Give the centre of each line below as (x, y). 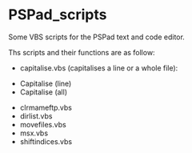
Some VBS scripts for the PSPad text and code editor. (97, 37)
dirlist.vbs (36, 116)
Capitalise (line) (46, 83)
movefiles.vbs (43, 124)
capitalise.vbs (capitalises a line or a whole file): (99, 68)
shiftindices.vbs (46, 141)
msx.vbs (34, 133)
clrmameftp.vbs (46, 107)
